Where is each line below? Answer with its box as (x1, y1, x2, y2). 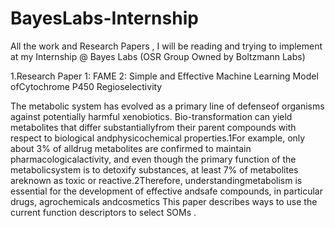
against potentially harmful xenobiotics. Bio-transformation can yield (10, 110, 293, 122)
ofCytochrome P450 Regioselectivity (10, 80, 163, 92)
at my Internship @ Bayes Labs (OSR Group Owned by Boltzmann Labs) (10, 50, 306, 62)
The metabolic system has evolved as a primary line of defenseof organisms (10, 100, 325, 112)
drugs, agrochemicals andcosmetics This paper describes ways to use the (10, 195, 318, 207)
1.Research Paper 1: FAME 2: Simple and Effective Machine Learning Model (10, 70, 319, 82)
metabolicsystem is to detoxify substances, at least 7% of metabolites (10, 163, 299, 176)
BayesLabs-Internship (10, 7, 199, 30)
